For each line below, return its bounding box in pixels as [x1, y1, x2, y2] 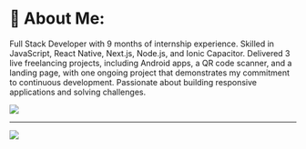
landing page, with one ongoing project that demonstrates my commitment [9, 67, 290, 78]
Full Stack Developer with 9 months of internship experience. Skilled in [9, 38, 275, 49]
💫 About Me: [9, 8, 106, 29]
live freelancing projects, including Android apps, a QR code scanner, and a [9, 57, 292, 68]
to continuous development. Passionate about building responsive [9, 76, 258, 87]
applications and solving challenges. [9, 86, 147, 97]
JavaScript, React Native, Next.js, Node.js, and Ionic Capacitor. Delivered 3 [9, 47, 291, 58]
